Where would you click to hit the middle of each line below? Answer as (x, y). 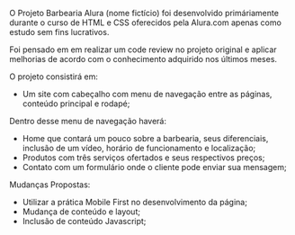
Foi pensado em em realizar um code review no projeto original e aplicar (143, 50)
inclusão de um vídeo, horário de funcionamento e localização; (139, 148)
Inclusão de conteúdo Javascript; (84, 221)
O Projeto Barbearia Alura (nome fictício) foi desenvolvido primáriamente (144, 13)
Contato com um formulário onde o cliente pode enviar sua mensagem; (154, 167)
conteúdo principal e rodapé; (76, 104)
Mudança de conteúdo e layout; (81, 212)
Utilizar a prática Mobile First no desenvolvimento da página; (134, 202)
